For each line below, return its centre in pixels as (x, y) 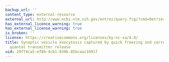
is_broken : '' (20, 33)
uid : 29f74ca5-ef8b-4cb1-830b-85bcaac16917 (52, 51)
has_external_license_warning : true (44, 28)
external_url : (20, 19)
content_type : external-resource (40, 14)
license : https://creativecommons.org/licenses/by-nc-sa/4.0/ (72, 38)
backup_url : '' (21, 10)
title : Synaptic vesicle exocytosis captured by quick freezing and (78, 42)
